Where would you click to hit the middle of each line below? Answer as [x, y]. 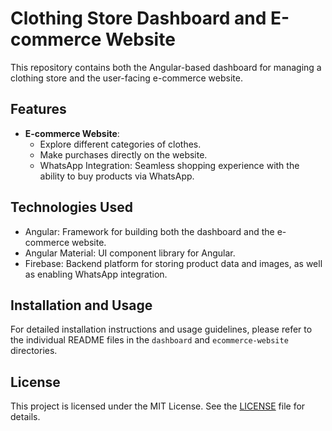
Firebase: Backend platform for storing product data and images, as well [173, 263]
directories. [34, 351]
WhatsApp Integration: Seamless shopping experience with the [169, 165]
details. [25, 417]
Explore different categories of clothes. [120, 144]
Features [38, 109]
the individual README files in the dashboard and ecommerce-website [149, 340]
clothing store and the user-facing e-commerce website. [126, 78]
